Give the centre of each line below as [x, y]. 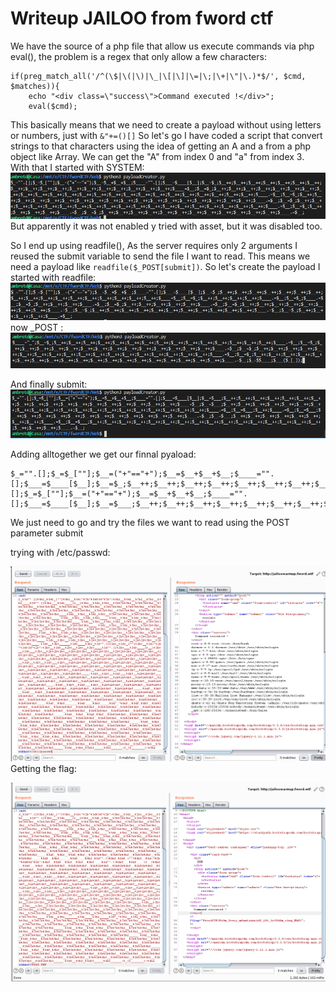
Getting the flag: [43, 768]
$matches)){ [35, 86]
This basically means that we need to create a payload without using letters [166, 124]
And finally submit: [49, 384]
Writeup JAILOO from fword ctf [142, 18]
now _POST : [37, 327]
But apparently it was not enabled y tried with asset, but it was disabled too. [166, 226]
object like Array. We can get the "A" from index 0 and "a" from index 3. [157, 156]
